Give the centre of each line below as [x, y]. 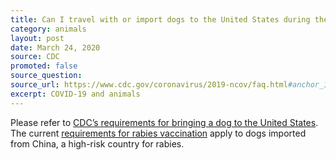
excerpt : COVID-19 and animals [75, 94]
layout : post [37, 38]
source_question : [46, 76]
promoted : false [44, 66]
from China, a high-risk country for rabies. [97, 143]
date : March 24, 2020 [55, 47]
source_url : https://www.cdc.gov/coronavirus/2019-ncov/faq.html [149, 85]
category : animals [48, 29]
